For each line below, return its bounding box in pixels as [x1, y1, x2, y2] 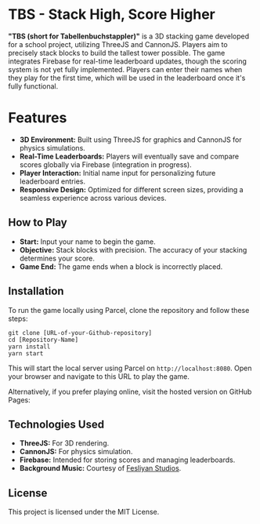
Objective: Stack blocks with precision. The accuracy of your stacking [19, 245, 247, 254]
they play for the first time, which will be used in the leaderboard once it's [8, 73, 246, 82]
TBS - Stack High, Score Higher [8, 5, 215, 24]
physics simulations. [19, 143, 86, 152]
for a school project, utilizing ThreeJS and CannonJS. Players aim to [8, 39, 229, 49]
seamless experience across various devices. [19, 193, 167, 202]
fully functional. [8, 81, 59, 91]
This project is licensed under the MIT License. [8, 508, 160, 517]
